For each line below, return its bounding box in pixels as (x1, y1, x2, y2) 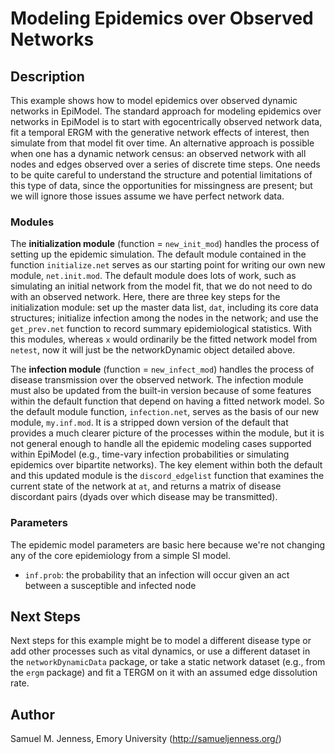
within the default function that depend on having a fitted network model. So (10, 395, 325, 407)
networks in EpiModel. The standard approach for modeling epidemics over (10, 105, 322, 117)
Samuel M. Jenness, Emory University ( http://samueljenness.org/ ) (10, 733, 282, 745)
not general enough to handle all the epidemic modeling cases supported (10, 438, 312, 450)
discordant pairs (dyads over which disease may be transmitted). (10, 491, 278, 503)
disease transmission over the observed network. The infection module (10, 374, 304, 386)
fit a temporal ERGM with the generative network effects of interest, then (10, 127, 310, 138)
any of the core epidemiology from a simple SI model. (10, 549, 232, 561)
